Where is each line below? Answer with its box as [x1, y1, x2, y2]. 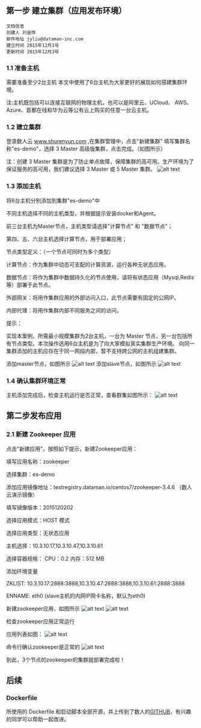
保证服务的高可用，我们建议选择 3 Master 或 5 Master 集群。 [6, 165, 156, 173]
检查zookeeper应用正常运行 [6, 617, 75, 625]
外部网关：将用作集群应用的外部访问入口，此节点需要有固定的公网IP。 [6, 294, 179, 301]
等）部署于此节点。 [6, 281, 54, 288]
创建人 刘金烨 [6, 29, 36, 35]
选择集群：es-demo [6, 470, 55, 478]
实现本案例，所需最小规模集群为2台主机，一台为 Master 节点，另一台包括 [6, 332, 188, 339]
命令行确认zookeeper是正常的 [6, 643, 80, 650]
